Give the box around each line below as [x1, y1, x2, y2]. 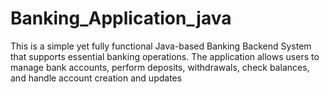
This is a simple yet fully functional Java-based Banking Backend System [10, 40, 312, 52]
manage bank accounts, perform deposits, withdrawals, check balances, [10, 61, 310, 73]
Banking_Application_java [10, 7, 232, 30]
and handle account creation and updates [10, 72, 183, 84]
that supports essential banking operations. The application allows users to [10, 50, 320, 62]
